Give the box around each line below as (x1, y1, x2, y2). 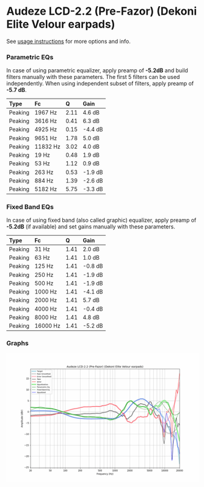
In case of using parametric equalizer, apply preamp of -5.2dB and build (6, 67, 188, 74)
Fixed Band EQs (6, 202, 54, 211)
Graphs (6, 339, 29, 347)
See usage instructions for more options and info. (6, 37, 131, 45)
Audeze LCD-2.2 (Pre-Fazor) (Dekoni (6, 4, 197, 18)
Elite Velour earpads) (6, 17, 115, 31)
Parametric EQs (6, 53, 54, 61)
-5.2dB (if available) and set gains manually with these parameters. (6, 223, 175, 230)
